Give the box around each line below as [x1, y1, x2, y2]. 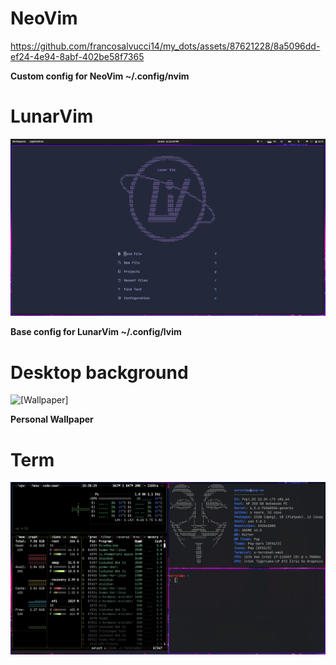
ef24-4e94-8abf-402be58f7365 [10, 50, 145, 62]
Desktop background [10, 361, 189, 384]
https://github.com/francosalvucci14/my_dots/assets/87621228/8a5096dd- [10, 40, 321, 52]
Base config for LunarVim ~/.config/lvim [10, 326, 182, 338]
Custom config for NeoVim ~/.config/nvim [10, 70, 190, 82]
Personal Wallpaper [10, 413, 94, 426]
